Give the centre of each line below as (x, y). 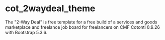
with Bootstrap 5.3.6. (26, 32)
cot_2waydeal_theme (50, 9)
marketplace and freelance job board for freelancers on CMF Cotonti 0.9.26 (82, 27)
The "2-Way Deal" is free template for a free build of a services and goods (81, 22)
